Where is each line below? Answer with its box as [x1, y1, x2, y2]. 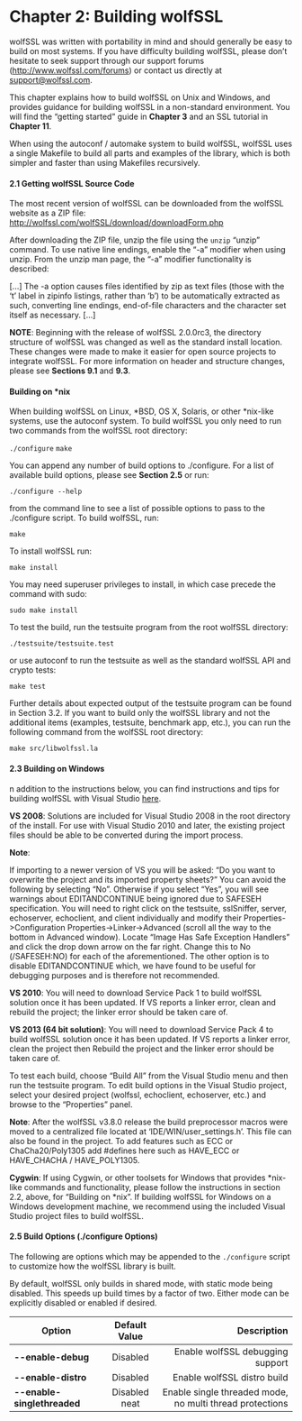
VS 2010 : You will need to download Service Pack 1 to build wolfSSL [9, 987, 262, 998]
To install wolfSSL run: [9, 545, 93, 556]
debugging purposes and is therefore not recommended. [9, 969, 220, 980]
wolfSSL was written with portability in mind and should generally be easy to [9, 36, 293, 47]
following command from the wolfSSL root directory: [9, 727, 204, 738]
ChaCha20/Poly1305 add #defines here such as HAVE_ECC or [9, 1145, 240, 1156]
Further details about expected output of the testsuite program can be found [9, 698, 292, 709]
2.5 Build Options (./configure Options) [9, 1231, 159, 1242]
